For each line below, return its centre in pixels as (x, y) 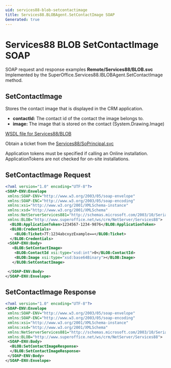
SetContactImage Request (48, 175)
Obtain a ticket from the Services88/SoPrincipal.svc (60, 144)
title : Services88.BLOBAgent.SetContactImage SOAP (60, 15)
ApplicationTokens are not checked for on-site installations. (67, 159)
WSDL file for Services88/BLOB (38, 134)
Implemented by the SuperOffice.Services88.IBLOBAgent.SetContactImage (84, 75)
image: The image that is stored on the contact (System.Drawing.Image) (88, 124)
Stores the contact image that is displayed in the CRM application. (74, 109)
